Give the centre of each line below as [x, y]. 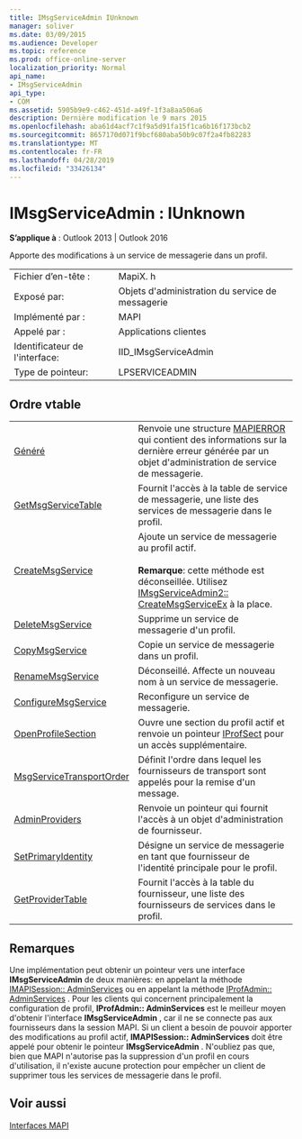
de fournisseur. [170, 831]
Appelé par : [40, 332]
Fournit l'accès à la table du [196, 882]
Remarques [42, 948]
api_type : [28, 93]
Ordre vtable [45, 404]
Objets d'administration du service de [197, 291]
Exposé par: [39, 296]
